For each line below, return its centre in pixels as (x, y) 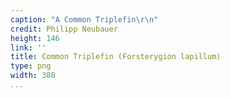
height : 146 (35, 38)
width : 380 (33, 76)
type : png (31, 66)
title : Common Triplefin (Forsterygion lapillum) (116, 57)
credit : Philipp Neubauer (64, 29)
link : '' (28, 47)
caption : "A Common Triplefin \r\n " (84, 19)
